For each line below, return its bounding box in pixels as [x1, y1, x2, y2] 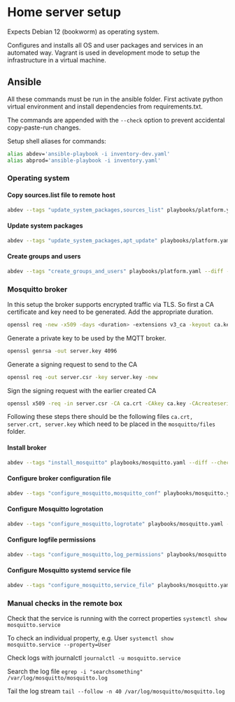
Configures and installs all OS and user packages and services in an [7, 41, 204, 49]
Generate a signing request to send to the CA [7, 360, 138, 369]
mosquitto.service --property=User [7, 642, 111, 649]
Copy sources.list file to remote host [7, 191, 115, 200]
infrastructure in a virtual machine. [7, 55, 106, 64]
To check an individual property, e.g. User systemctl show [7, 634, 173, 642]
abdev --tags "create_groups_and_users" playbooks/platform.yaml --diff [7, 268, 224, 275]
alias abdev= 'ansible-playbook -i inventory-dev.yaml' [7, 150, 171, 158]
